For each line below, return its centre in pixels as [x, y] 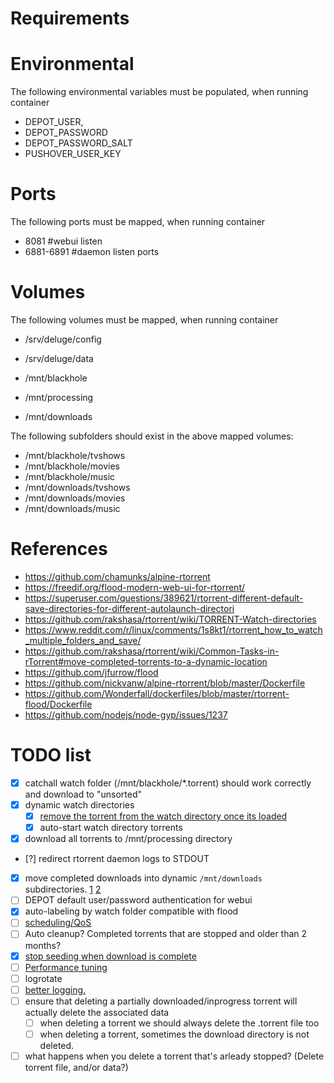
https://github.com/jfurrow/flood [91, 672]
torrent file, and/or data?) [76, 1067]
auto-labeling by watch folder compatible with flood [131, 911]
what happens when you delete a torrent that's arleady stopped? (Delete [174, 1056]
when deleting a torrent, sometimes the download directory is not [174, 1034]
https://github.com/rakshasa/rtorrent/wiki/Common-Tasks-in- [152, 651]
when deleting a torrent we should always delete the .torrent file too [179, 1023]
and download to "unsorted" [83, 794]
